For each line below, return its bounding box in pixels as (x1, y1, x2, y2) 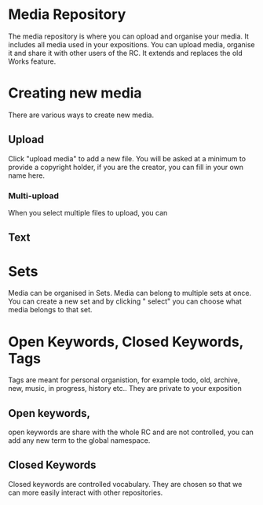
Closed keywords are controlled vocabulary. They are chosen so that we (8, 479, 243, 488)
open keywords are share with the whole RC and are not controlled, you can (8, 427, 254, 437)
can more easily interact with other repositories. (8, 488, 163, 497)
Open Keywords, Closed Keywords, (8, 333, 244, 351)
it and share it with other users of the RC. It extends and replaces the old (8, 48, 243, 57)
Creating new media (8, 84, 143, 102)
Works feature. (8, 57, 57, 66)
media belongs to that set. (8, 305, 93, 315)
